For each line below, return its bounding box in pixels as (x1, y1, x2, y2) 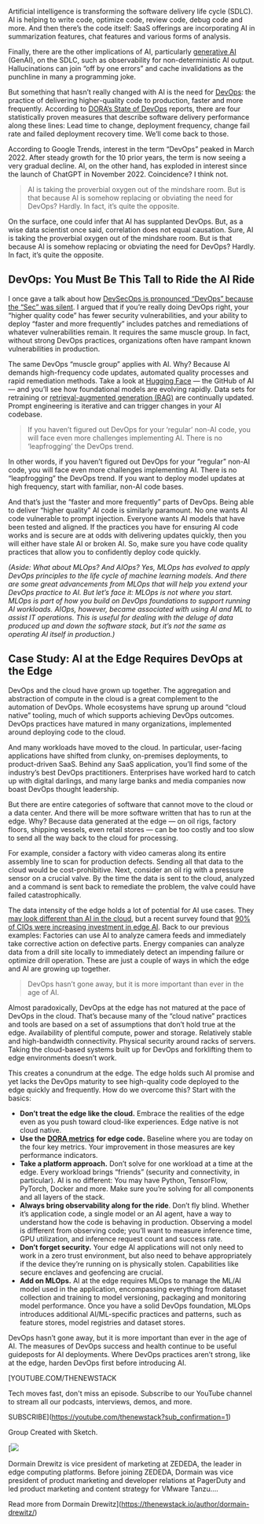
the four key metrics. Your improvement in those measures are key (19, 1141, 236, 1152)
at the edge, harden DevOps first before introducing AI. (8, 1358, 187, 1367)
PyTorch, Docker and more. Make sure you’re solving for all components (19, 1184, 254, 1193)
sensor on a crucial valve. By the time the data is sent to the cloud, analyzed (8, 873, 255, 882)
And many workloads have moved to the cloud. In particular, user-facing (8, 742, 242, 752)
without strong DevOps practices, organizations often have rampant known (8, 335, 251, 345)
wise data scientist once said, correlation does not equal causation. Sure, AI (8, 225, 254, 235)
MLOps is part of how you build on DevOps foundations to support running (8, 596, 251, 605)
